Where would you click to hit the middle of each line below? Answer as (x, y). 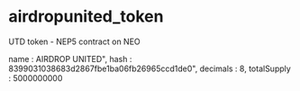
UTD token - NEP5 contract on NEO (74, 41)
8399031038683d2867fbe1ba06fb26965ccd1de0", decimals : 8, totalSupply (150, 68)
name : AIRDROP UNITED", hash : (70, 59)
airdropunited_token (86, 17)
